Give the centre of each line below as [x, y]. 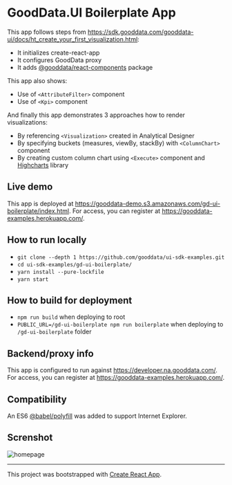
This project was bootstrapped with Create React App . [85, 474]
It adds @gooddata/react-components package [85, 67]
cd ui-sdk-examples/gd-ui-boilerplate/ [75, 264]
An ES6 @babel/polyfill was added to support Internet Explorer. [97, 416]
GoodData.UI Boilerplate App [91, 13]
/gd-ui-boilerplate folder [54, 332]
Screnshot [30, 438]
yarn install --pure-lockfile [61, 272]
